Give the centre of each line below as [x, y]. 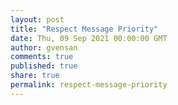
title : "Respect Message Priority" [84, 29]
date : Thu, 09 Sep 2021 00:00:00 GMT [89, 38]
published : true [44, 66]
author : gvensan [44, 47]
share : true [35, 76]
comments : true [42, 57]
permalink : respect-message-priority [89, 85]
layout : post [37, 19]
